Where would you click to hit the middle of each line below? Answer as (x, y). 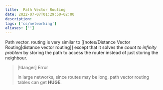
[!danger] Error (33, 68)
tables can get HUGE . (39, 83)
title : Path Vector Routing (35, 10)
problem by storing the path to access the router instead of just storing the (82, 53)
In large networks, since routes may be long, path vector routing (83, 77)
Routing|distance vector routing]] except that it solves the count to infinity (81, 47)
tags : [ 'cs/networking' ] (31, 23)
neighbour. (16, 58)
